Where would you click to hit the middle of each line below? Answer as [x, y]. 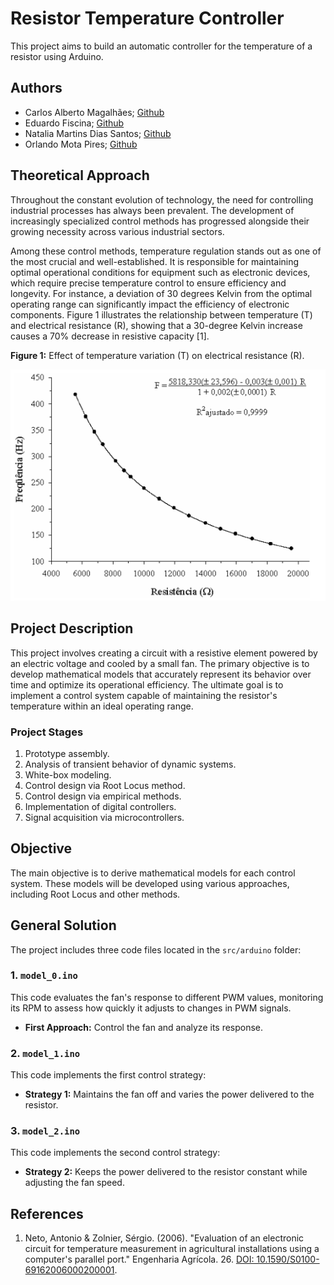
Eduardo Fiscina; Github [74, 123]
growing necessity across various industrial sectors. [117, 231]
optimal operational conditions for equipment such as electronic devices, [160, 272]
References [47, 1213]
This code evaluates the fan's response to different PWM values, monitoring [167, 997]
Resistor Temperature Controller [147, 18]
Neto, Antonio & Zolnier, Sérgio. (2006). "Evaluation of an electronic [164, 1238]
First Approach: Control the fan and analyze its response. [144, 1027]
